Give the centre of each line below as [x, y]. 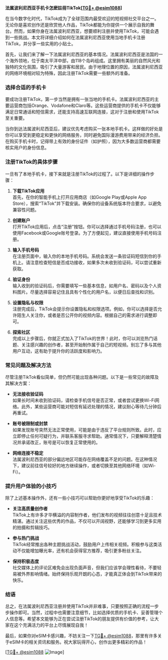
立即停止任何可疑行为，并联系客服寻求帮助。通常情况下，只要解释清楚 [85, 436]
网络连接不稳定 [28, 453]
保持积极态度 [25, 562]
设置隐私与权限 [28, 302]
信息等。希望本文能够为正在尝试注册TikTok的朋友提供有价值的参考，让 [82, 619]
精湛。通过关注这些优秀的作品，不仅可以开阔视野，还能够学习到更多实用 [87, 521]
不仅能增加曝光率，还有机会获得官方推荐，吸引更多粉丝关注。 [80, 551]
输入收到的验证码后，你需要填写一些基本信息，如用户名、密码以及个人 [85, 285]
